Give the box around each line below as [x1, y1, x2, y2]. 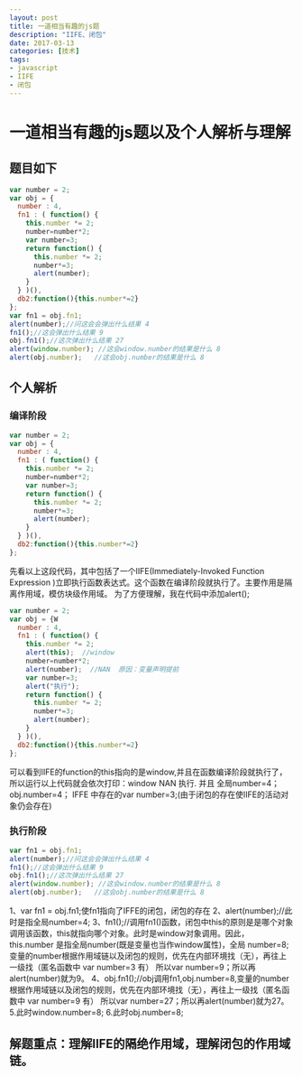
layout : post [9, 13, 59, 23]
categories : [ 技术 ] [9, 47, 80, 56]
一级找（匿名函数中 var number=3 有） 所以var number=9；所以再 [9, 962, 257, 973]
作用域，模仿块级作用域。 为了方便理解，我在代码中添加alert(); [16, 588, 250, 598]
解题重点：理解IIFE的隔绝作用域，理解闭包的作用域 [9, 1035, 291, 1052]
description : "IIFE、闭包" [9, 30, 106, 39]
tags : [9, 55, 30, 64]
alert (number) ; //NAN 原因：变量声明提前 [25, 664, 179, 673]
